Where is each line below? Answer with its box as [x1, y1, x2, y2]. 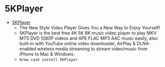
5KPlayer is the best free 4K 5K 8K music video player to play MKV [19, 30, 157, 36]
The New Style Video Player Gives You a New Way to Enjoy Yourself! [19, 24, 161, 30]
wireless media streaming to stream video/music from [37, 46, 148, 52]
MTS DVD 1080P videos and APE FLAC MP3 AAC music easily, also [19, 35, 158, 41]
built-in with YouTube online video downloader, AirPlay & [19, 40, 136, 46]
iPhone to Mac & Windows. [19, 51, 75, 57]
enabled [19, 46, 36, 52]
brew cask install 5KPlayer [19, 57, 78, 62]
